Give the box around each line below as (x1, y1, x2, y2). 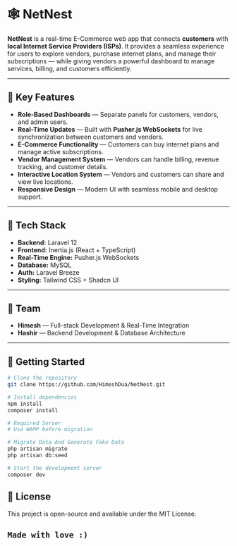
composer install (7, 407, 59, 414)
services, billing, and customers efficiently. (7, 64, 132, 73)
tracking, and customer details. (17, 162, 108, 170)
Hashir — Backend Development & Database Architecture (17, 329, 186, 337)
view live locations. (17, 178, 73, 186)
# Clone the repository (7, 375, 78, 382)
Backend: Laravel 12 (17, 238, 78, 247)
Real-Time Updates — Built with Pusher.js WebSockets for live (17, 125, 202, 133)
